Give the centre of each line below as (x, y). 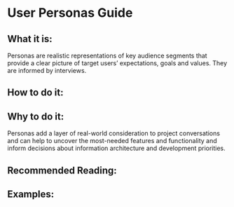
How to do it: (35, 93)
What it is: (30, 39)
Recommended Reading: (62, 170)
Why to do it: (36, 116)
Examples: (31, 194)
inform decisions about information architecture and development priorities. (116, 148)
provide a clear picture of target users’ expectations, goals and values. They (117, 63)
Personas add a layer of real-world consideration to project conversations (114, 133)
